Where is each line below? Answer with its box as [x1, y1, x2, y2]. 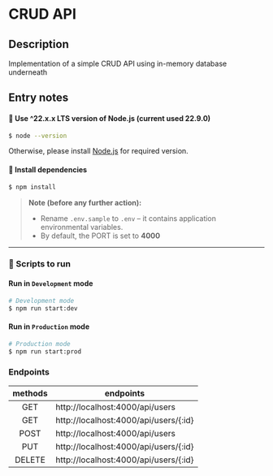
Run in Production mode [8, 322, 90, 331]
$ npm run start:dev [8, 304, 79, 313]
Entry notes [8, 91, 69, 105]
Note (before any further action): [28, 197, 142, 207]
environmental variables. [40, 222, 123, 232]
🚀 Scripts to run [8, 258, 71, 270]
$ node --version [8, 132, 67, 140]
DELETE [15, 454, 46, 465]
